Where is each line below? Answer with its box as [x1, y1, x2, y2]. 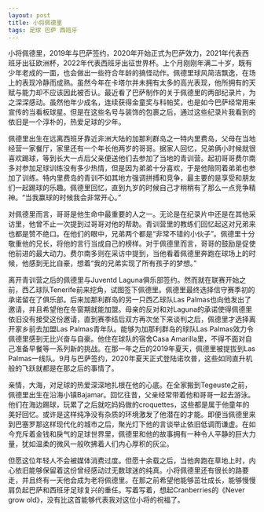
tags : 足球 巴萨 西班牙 [8, 26, 78, 34]
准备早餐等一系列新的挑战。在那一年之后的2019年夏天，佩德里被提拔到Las [14, 344, 255, 353]
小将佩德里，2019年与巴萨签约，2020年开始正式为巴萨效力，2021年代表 [8, 49, 243, 58]
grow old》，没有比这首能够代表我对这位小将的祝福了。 [8, 496, 185, 505]
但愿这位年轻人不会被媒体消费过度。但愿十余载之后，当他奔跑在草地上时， [8, 456, 249, 466]
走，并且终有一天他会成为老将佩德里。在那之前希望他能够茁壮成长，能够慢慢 [8, 476, 256, 485]
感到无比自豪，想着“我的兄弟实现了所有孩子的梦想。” [28, 258, 197, 268]
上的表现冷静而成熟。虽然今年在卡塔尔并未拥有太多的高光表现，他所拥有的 [8, 78, 249, 87]
